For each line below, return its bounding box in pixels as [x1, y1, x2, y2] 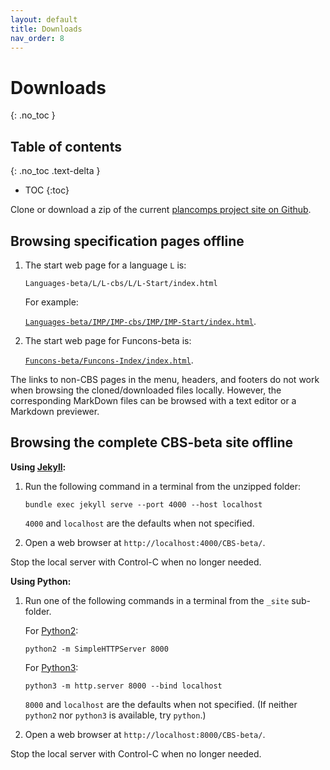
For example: [24, 296, 79, 308]
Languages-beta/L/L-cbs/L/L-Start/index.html [24, 278, 218, 288]
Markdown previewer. [10, 405, 100, 417]
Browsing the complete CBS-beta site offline [10, 434, 294, 451]
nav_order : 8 [10, 33, 65, 43]
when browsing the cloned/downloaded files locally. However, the [10, 384, 282, 396]
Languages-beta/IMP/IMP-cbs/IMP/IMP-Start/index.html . [24, 315, 257, 327]
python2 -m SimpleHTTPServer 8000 [24, 644, 169, 654]
